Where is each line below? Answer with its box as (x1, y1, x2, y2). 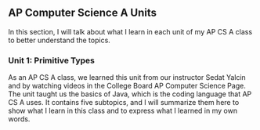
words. (8, 114, 31, 124)
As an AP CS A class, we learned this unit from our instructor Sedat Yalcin (8, 73, 247, 82)
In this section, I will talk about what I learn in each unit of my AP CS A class (8, 27, 253, 36)
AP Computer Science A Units (8, 6, 157, 20)
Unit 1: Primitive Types (8, 55, 96, 66)
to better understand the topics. (8, 35, 111, 45)
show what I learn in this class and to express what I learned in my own (8, 106, 237, 116)
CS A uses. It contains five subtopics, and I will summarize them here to (8, 98, 240, 107)
